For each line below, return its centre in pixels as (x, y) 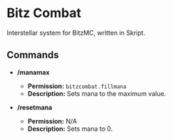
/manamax (33, 72)
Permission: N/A (52, 121)
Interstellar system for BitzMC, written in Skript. (76, 33)
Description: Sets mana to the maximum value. (97, 93)
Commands (33, 55)
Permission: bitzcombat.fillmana (77, 86)
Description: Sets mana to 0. (70, 129)
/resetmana (35, 107)
